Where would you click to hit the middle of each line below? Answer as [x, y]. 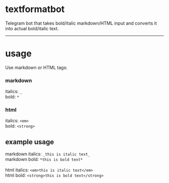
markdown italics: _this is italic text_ [48, 154]
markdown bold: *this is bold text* [44, 159]
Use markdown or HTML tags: [36, 67]
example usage [30, 142]
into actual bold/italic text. [32, 28]
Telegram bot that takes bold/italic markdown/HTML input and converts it [81, 23]
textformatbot [35, 9]
